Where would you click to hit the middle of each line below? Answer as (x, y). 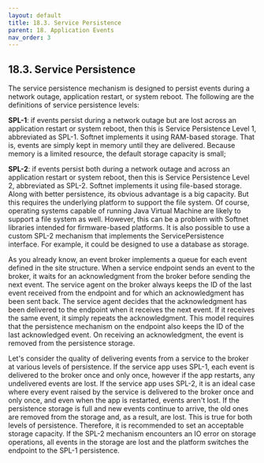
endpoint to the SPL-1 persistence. (64, 450)
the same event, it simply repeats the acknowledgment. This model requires (131, 318)
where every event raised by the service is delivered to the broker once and (131, 392)
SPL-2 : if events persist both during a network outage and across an (119, 169)
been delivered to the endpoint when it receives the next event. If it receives (132, 310)
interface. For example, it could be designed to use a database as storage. (129, 244)
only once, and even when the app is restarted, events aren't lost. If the (124, 400)
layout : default (35, 15)
